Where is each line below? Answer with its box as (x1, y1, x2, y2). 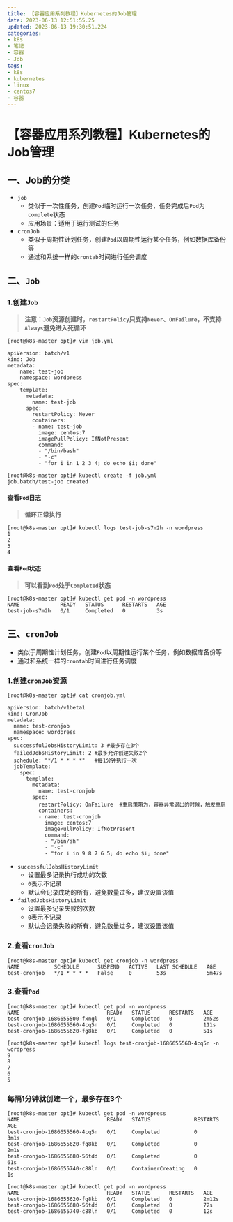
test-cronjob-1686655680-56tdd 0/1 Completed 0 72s (7, 1202, 214, 1209)
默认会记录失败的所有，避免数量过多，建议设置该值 (27, 922, 175, 930)
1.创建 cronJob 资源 (7, 675, 67, 685)
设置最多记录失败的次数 (27, 904, 95, 913)
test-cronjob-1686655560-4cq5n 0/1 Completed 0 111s (7, 1021, 216, 1029)
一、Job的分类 (7, 174, 70, 186)
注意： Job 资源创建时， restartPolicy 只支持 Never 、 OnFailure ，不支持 (24, 315, 222, 323)
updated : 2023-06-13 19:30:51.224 (7, 23, 108, 30)
